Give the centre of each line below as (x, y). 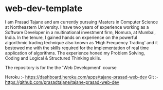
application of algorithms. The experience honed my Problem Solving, (75, 53)
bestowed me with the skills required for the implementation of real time (77, 48)
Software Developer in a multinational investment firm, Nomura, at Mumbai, (81, 32)
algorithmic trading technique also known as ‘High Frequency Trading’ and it (81, 42)
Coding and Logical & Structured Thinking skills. (53, 58)
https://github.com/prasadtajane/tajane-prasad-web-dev (62, 82)
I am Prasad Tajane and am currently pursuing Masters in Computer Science (81, 22)
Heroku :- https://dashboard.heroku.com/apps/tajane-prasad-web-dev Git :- (82, 77)
